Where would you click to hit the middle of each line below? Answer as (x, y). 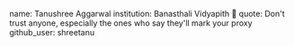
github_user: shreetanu (52, 32)
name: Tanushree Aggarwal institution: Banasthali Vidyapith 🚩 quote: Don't (147, 14)
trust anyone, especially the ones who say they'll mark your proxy (131, 23)
